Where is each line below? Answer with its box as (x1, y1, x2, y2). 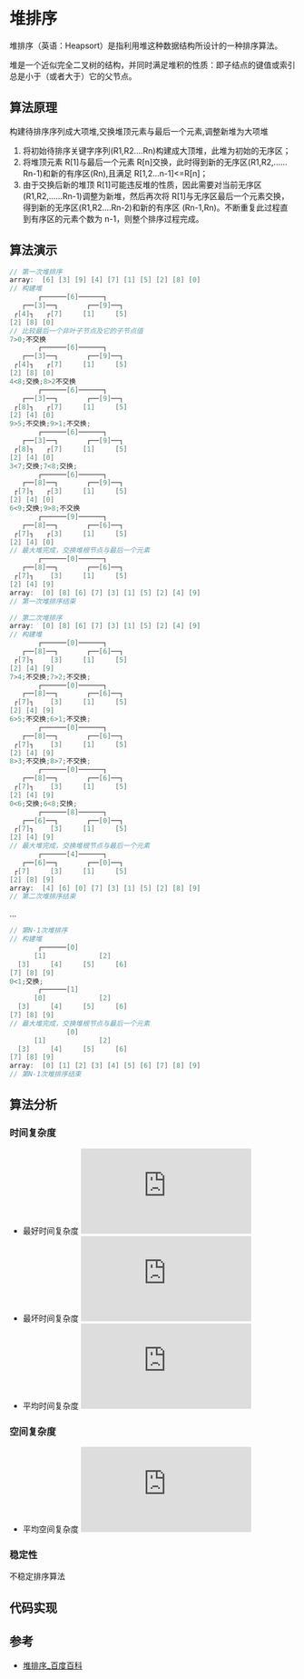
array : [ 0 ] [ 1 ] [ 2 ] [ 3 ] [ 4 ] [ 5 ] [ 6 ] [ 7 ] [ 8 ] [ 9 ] (9, 1061, 201, 1071)
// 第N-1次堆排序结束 (9, 1070, 82, 1079)
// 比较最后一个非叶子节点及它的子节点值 (9, 326, 143, 335)
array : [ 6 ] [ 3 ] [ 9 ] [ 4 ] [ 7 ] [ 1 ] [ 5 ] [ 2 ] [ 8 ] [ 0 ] (9, 275, 201, 285)
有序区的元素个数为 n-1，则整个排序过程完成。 (30, 213, 204, 224)
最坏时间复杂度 (22, 1313, 79, 1324)
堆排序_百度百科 (22, 1660, 83, 1671)
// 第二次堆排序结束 (9, 892, 76, 901)
